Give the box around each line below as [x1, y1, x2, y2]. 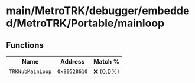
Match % [93, 58, 120, 65]
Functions [6, 40, 44, 50]
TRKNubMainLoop [9, 68, 52, 75]
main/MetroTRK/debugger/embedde [6, 4, 190, 18]
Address [60, 58, 85, 65]
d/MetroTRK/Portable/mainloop [6, 16, 165, 30]
